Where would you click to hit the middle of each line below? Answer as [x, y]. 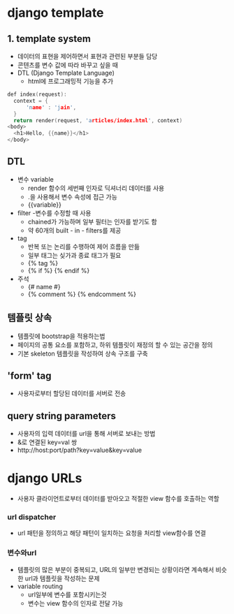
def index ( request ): [37, 94]
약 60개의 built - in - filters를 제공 [74, 230]
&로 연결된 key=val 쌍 [47, 442]
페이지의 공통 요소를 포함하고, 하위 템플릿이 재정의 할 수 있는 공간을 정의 [115, 344]
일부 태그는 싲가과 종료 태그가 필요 [74, 255]
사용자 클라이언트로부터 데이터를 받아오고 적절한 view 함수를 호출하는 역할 [118, 499]
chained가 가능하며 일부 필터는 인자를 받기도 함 [92, 221]
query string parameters [62, 416]
